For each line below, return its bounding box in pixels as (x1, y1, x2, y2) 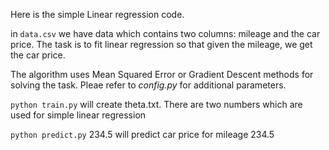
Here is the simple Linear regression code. (10, 9, 185, 20)
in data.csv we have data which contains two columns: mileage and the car (10, 28, 321, 39)
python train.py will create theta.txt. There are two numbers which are (10, 99, 303, 110)
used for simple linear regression (10, 109, 147, 121)
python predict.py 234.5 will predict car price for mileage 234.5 (10, 129, 275, 140)
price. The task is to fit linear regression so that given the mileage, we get (10, 39, 313, 50)
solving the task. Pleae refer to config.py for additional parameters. (10, 79, 287, 91)
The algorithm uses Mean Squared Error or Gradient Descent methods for (10, 69, 314, 80)
